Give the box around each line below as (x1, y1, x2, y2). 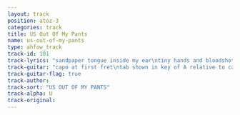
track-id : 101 (7, 51, 50, 58)
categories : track (7, 24, 62, 31)
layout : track (7, 10, 50, 18)
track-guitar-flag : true (7, 70, 81, 77)
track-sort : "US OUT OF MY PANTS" (7, 84, 111, 91)
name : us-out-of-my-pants (7, 37, 84, 44)
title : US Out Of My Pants (7, 30, 88, 38)
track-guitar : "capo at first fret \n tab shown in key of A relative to (7, 64, 225, 71)
